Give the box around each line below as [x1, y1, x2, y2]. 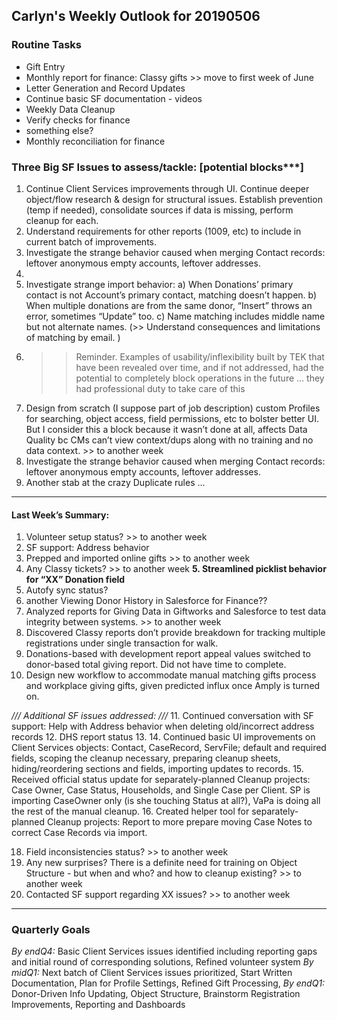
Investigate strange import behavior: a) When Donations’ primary [25, 278, 294, 290]
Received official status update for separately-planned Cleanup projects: [11, 774, 311, 786]
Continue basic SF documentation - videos [25, 92, 203, 104]
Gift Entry [25, 60, 66, 73]
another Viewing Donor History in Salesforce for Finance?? [25, 595, 268, 607]
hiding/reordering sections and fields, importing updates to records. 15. [11, 763, 304, 775]
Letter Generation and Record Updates [25, 82, 186, 94]
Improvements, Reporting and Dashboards [11, 999, 186, 1011]
